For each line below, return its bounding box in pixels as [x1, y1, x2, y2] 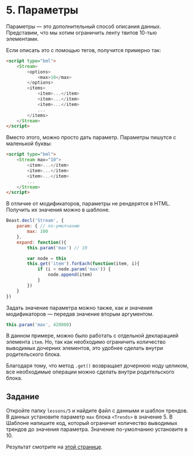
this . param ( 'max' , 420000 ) [6, 321, 72, 328]
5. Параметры [6, 4, 79, 17]
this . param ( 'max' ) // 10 [27, 245, 88, 251]
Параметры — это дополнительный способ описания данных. [6, 23, 162, 30]
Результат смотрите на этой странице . [6, 443, 103, 451]
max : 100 [27, 229, 49, 235]
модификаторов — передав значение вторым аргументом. [6, 310, 154, 317]
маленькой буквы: [6, 140, 52, 147]
